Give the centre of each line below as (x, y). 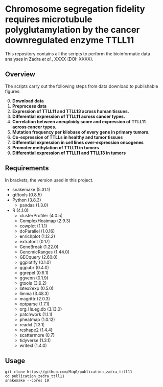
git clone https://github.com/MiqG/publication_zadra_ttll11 (69, 372)
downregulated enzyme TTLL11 (70, 40)
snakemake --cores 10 (27, 381)
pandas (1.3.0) (34, 205)
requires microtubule (49, 19)
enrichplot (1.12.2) (37, 236)
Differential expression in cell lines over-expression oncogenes (78, 142)
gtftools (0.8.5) (27, 195)
